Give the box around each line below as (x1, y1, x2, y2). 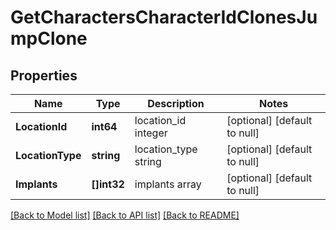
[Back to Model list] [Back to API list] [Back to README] (10, 209, 240, 221)
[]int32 (91, 177, 125, 191)
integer (134, 126, 168, 140)
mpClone (10, 27, 88, 50)
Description (147, 97, 205, 110)
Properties (10, 67, 78, 84)
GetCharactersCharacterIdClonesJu (10, 6, 318, 29)
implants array (134, 177, 202, 191)
